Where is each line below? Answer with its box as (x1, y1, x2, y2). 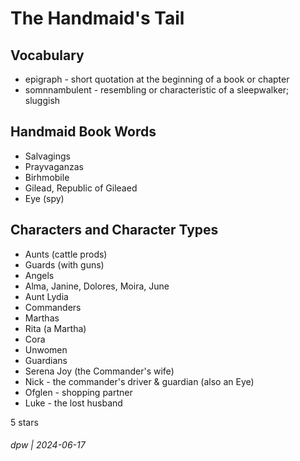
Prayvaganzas (24, 160, 84, 172)
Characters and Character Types (10, 222, 219, 239)
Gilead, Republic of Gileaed (24, 182, 138, 194)
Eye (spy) (24, 192, 65, 204)
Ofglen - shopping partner (24, 386, 133, 398)
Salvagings (24, 150, 71, 162)
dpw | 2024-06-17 (10, 439, 86, 451)
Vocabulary (10, 47, 85, 64)
